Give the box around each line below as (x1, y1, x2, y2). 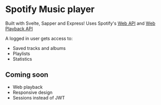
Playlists (12, 50, 30, 57)
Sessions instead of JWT (12, 94, 65, 100)
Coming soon (5, 71, 49, 79)
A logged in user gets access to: (5, 35, 73, 41)
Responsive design (12, 89, 53, 95)
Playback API (5, 25, 33, 31)
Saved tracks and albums (12, 45, 66, 51)
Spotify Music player (5, 4, 95, 15)
